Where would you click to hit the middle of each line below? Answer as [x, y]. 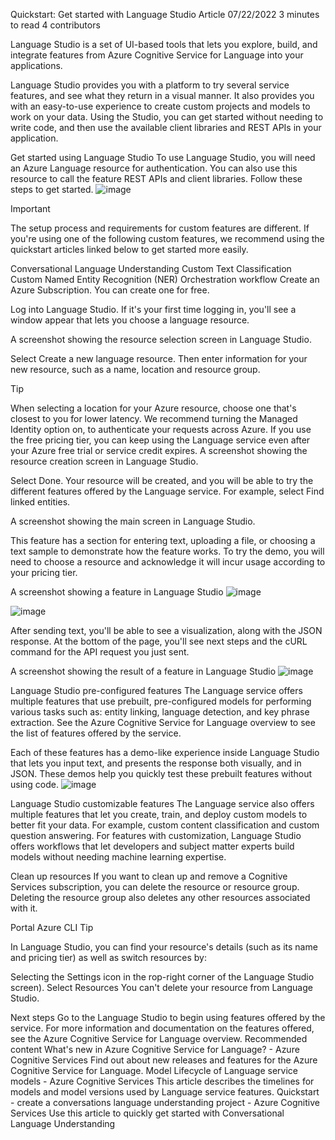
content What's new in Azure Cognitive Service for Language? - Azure [155, 1049]
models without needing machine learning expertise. [118, 857]
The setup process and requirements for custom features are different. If [160, 228]
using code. [35, 784]
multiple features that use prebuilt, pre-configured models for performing [161, 701]
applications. [36, 65]
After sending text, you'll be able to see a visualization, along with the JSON [166, 630]
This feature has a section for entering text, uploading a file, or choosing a [163, 540]
